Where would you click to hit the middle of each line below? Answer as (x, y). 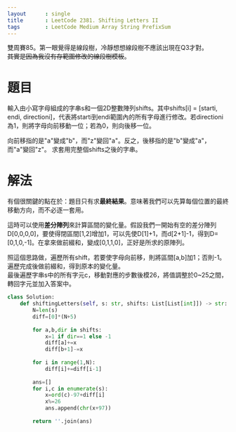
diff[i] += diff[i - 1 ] (73, 369)
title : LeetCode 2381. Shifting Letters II (83, 20)
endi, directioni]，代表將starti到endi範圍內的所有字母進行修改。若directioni (115, 117)
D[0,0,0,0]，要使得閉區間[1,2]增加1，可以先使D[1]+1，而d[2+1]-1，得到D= (113, 234)
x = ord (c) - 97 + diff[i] (75, 395)
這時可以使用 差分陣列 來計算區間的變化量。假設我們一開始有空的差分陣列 (112, 225)
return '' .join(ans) (63, 421)
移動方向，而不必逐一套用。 (47, 210)
